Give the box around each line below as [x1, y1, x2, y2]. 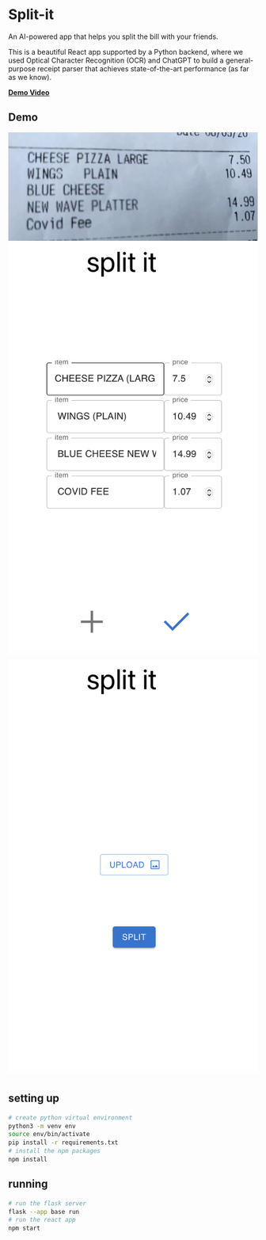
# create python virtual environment [8, 1113, 133, 1122]
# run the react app [8, 1216, 77, 1224]
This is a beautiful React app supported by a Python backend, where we [8, 47, 244, 56]
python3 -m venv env [8, 1122, 77, 1130]
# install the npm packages [8, 1147, 101, 1155]
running [8, 1177, 48, 1191]
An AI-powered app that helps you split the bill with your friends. [8, 32, 219, 41]
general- [225, 55, 254, 65]
